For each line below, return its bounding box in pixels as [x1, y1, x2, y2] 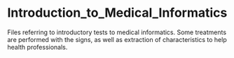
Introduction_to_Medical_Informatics [7, 5, 228, 21]
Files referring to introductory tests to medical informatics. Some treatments [7, 28, 226, 36]
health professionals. [7, 43, 68, 51]
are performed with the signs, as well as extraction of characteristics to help [7, 35, 227, 43]
